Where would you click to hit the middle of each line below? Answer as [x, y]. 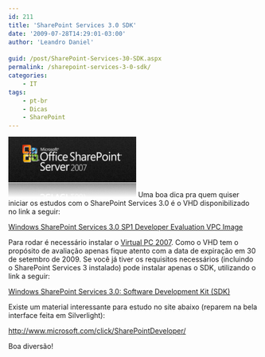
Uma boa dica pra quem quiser [189, 195]
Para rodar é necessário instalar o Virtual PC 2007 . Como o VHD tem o [123, 243]
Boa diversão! [31, 347]
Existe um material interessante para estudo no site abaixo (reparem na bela [133, 307]
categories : [28, 76]
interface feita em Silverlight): [57, 316]
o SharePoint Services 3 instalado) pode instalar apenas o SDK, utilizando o [132, 268]
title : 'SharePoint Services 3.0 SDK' [72, 25]
